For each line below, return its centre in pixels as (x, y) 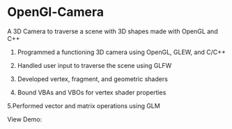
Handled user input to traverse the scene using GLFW (94, 65)
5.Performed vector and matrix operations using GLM (84, 105)
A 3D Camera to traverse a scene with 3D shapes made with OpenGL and (113, 31)
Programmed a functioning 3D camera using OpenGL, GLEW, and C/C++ (122, 52)
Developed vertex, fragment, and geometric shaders (93, 79)
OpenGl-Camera (56, 12)
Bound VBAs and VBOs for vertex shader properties (92, 92)
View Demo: (25, 119)
